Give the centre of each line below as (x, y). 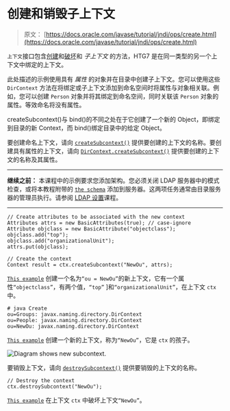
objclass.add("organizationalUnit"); (61, 241)
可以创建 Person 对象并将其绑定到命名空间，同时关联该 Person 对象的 (122, 96)
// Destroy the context (41, 380)
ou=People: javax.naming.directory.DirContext (75, 320)
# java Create (27, 308)
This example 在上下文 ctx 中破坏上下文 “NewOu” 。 (76, 400)
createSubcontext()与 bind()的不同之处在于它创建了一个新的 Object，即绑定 (114, 119)
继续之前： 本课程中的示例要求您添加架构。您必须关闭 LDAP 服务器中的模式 (113, 180)
